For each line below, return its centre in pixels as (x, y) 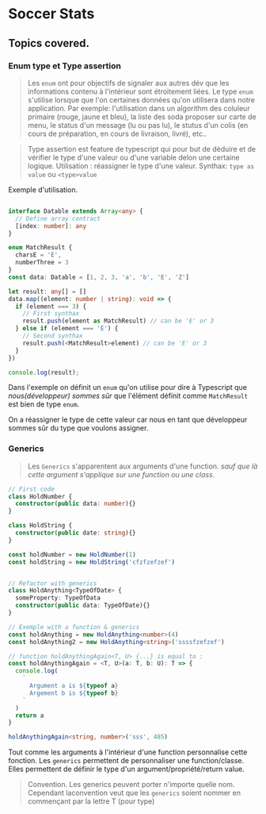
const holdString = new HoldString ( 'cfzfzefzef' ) (92, 562)
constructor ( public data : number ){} (76, 504)
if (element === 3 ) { (51, 307)
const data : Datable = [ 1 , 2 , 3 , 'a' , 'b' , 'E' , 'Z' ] (99, 277)
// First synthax (51, 314)
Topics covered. (49, 43)
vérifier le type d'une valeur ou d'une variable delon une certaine (133, 157)
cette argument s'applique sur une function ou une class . (121, 474)
